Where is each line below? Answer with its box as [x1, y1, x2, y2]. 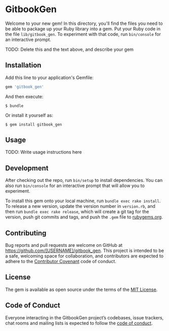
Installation [5, 61, 41, 69]
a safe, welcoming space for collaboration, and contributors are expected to [5, 253, 163, 259]
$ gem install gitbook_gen [5, 122, 62, 127]
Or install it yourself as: [5, 112, 53, 118]
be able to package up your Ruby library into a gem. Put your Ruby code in [5, 25, 161, 31]
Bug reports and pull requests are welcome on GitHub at [5, 242, 123, 248]
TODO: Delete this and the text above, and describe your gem [5, 46, 134, 52]
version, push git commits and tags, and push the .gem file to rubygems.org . [5, 214, 163, 220]
